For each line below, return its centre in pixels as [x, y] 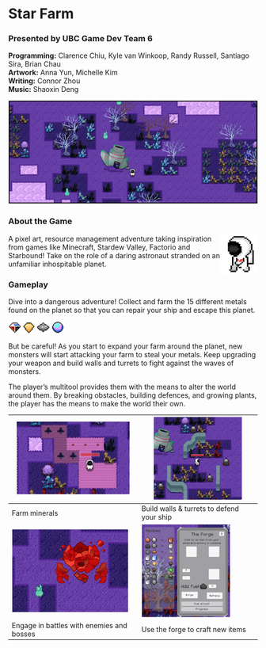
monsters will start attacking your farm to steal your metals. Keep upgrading [132, 354]
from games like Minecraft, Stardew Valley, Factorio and [99, 247]
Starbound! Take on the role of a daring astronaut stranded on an [114, 255]
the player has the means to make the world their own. [97, 403]
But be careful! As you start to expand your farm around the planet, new [125, 346]
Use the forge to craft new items [194, 630]
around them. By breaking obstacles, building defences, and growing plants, [133, 395]
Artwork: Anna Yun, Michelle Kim [63, 73]
